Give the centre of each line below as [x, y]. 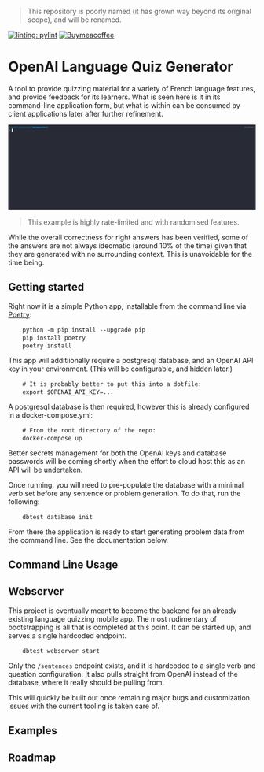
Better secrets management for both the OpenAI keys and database [117, 453]
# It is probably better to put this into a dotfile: [112, 384]
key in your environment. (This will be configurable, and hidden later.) [121, 369]
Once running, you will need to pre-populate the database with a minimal [126, 484]
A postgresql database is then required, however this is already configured [129, 406]
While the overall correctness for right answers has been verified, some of [128, 237]
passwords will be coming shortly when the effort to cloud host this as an [127, 461]
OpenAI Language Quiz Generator [121, 67]
